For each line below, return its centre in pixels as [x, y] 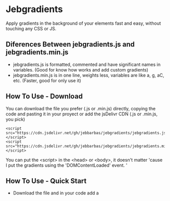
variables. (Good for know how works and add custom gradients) [80, 70]
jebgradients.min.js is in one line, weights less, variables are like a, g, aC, [89, 75]
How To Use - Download [44, 96]
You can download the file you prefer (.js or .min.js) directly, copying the [81, 108]
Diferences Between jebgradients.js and [70, 45]
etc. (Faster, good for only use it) [47, 80]
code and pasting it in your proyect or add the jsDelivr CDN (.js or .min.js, [82, 114]
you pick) [15, 119]
